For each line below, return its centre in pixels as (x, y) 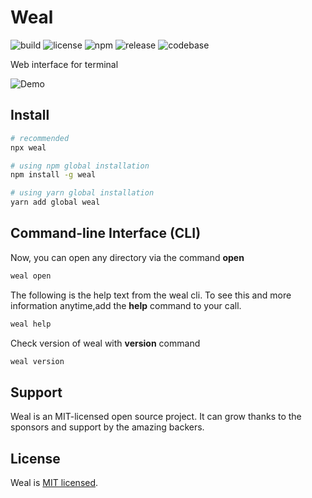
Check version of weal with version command (105, 343)
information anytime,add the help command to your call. (126, 305)
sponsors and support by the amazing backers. (107, 427)
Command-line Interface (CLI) (106, 233)
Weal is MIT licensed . (54, 483)
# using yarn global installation (82, 193)
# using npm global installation (80, 166)
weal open (31, 276)
